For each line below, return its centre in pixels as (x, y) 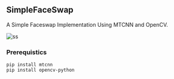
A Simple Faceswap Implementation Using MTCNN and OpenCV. (87, 24)
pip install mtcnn (30, 65)
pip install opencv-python (40, 70)
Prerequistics (26, 52)
